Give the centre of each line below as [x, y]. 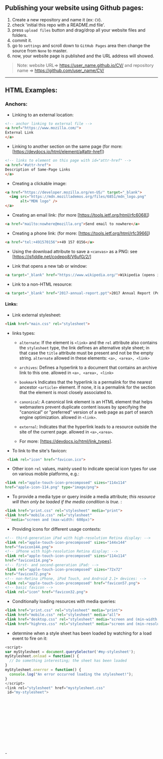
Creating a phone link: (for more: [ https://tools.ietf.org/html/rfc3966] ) [81, 233]
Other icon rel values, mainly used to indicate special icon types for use [84, 469]
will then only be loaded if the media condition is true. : [67, 502]
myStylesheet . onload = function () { [42, 656]
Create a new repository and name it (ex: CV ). [57, 19]
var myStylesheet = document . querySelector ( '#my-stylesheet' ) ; [70, 652]
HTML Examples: [31, 90]
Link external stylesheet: [37, 315]
